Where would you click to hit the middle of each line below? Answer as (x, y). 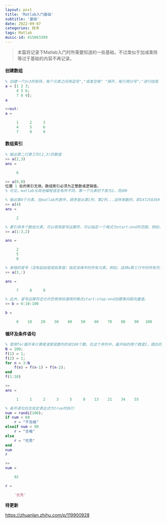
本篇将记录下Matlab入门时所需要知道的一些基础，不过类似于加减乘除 (87, 52)
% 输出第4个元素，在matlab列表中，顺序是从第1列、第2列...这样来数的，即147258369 (83, 200)
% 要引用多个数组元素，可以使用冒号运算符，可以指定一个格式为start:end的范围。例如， (84, 227)
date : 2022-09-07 (23, 24)
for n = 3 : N (17, 363)
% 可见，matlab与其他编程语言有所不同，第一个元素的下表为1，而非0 (66, 191)
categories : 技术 (22, 28)
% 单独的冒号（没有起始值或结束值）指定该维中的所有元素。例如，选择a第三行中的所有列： (84, 268)
